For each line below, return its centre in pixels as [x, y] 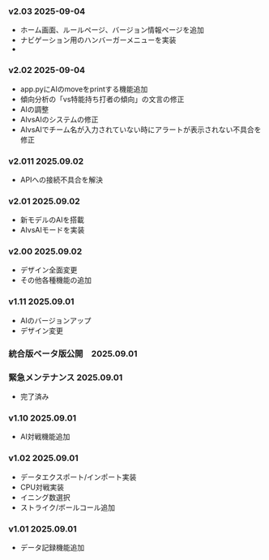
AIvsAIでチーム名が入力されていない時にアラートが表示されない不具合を [141, 129]
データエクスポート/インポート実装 [78, 477]
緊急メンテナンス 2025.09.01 [66, 377]
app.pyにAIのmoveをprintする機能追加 [84, 89]
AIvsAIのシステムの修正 [59, 119]
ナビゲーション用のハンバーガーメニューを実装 [98, 40]
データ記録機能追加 [52, 547]
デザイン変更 [41, 331]
